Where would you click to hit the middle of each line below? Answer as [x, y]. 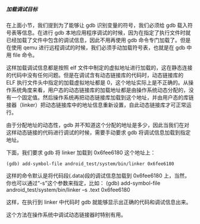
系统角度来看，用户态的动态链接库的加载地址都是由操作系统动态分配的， [100, 90]
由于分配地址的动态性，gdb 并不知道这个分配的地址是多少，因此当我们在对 [98, 125]
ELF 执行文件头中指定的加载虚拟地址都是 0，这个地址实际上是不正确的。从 [97, 82]
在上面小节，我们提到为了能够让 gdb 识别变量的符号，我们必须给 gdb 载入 [97, 25]
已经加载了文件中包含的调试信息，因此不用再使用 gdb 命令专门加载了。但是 [99, 40]
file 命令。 [25, 55]
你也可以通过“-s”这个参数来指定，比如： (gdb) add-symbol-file [83, 183]
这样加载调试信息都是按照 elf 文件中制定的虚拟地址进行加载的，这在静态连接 [99, 67]
